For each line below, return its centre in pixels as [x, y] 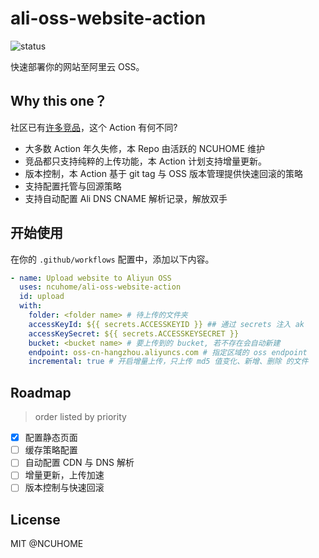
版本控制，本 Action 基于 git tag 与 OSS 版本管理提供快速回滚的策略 [163, 173]
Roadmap [41, 392]
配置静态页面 [51, 438]
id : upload [42, 297]
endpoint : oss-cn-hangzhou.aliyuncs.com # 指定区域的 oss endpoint [168, 352]
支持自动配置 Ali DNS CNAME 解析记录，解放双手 [126, 198]
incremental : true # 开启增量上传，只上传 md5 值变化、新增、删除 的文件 [168, 362]
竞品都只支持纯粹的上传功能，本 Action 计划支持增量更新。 [145, 161]
